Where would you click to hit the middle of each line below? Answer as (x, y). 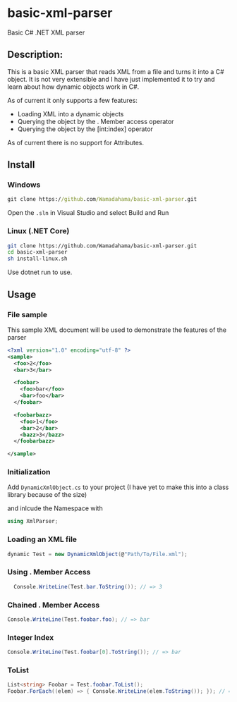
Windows (24, 185)
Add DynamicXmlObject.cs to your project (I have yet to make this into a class (118, 487)
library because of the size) (47, 495)
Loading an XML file (42, 539)
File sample (28, 314)
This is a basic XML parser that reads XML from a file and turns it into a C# (116, 71)
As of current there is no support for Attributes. (76, 142)
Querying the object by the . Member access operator (96, 121)
